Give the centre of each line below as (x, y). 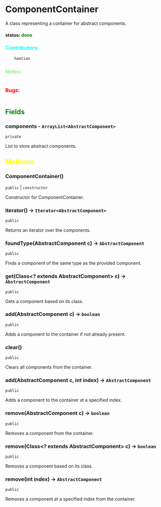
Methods (20, 162)
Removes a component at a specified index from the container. (70, 499)
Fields (15, 112)
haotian (22, 58)
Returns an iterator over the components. (48, 230)
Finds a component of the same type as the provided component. (73, 263)
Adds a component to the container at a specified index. (64, 400)
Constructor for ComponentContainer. (45, 197)
